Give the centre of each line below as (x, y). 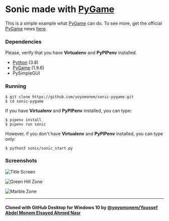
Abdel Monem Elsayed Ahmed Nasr (43, 213)
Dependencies (23, 41)
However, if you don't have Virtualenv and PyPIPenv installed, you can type (84, 133)
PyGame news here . (26, 28)
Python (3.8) (25, 63)
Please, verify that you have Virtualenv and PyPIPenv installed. (71, 53)
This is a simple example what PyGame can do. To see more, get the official (84, 23)
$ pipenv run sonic (26, 124)
